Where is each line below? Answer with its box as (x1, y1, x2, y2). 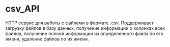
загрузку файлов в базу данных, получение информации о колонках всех (5, 25, 165, 31)
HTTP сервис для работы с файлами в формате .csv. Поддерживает (5, 20, 154, 26)
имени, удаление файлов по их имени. (5, 36, 89, 42)
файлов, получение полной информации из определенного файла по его (5, 30, 164, 36)
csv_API (5, 3, 40, 15)
